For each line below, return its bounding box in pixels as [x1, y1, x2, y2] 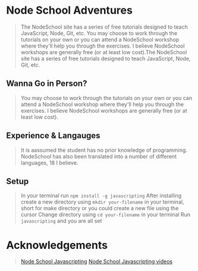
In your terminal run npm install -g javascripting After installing [20, 192, 182, 200]
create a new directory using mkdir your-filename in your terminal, [20, 198, 184, 205]
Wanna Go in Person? [6, 79, 87, 89]
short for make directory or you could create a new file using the [20, 205, 179, 212]
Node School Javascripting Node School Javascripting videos [20, 258, 173, 265]
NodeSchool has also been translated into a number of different [20, 152, 177, 160]
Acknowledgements [6, 238, 108, 252]
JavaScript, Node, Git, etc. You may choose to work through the [20, 29, 177, 36]
